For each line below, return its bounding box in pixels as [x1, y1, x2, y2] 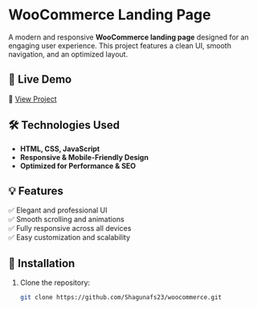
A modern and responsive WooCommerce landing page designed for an [8, 32, 249, 42]
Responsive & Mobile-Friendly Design [19, 152, 149, 162]
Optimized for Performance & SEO [19, 161, 137, 171]
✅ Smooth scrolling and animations [8, 215, 124, 225]
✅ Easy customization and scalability [8, 233, 131, 242]
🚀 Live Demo [8, 72, 72, 86]
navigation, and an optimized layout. [8, 49, 128, 59]
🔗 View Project [8, 94, 57, 104]
